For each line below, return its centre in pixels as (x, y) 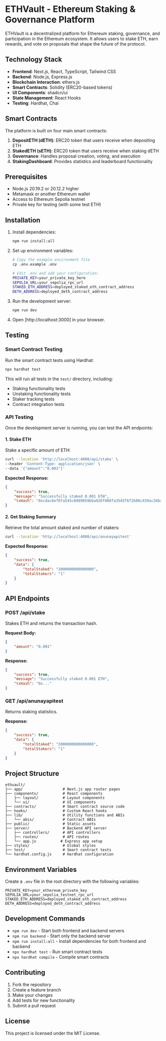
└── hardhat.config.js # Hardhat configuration (59, 854)
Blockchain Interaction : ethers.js (46, 82)
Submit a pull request (34, 1005)
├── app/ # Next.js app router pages (63, 789)
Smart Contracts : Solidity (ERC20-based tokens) (62, 87)
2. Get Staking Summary (31, 517)
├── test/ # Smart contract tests (58, 850)
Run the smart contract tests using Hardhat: (50, 360)
